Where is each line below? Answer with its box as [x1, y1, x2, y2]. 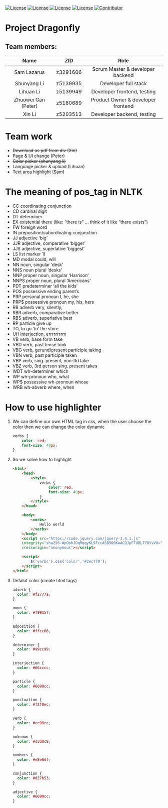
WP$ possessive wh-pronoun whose [12, 379, 89, 385]
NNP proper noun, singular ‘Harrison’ [12, 272, 89, 278]
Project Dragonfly [5, 23, 80, 34]
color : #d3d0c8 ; [17, 739, 51, 744]
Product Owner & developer [90, 96, 156, 103]
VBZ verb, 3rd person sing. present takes [12, 363, 97, 369]
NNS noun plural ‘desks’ [12, 266, 62, 273]
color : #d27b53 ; [17, 775, 51, 780]
